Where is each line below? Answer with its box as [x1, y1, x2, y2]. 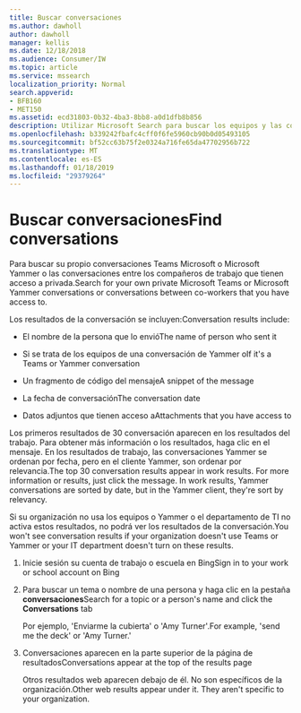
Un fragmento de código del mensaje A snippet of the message [21, 375, 254, 386]
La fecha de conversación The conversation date [21, 393, 201, 404]
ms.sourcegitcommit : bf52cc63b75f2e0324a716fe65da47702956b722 [9, 138, 251, 147]
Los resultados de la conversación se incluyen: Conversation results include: [9, 314, 290, 325]
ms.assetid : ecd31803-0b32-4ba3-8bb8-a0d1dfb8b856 [9, 113, 202, 122]
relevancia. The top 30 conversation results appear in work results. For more [9, 466, 289, 477]
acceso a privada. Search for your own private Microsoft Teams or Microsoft [9, 278, 289, 288]
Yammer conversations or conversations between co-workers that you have [9, 288, 289, 298]
